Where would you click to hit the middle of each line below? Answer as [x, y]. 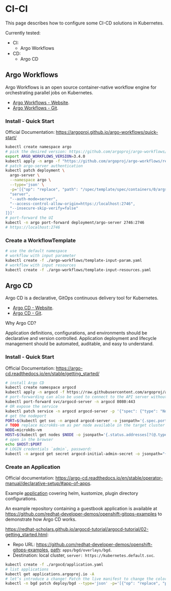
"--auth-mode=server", [34, 199]
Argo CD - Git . [27, 313]
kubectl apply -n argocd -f [35, 392]
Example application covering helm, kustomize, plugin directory [72, 493]
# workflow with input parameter [41, 256]
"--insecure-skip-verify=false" [44, 208]
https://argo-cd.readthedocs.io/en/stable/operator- [109, 478]
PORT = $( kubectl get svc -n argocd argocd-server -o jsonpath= [73, 420]
